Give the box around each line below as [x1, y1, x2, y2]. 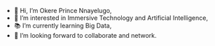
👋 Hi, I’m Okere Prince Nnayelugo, [13, 7, 112, 14]
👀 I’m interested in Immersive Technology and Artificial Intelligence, [13, 14, 209, 22]
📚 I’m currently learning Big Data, [13, 21, 112, 30]
